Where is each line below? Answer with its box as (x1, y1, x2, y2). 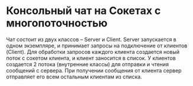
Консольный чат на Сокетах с (6, 4, 161, 18)
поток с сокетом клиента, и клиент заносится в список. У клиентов (6, 54, 176, 61)
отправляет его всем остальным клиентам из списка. (6, 73, 142, 80)
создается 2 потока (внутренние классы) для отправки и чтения (6, 60, 169, 68)
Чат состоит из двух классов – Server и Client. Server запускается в (6, 36, 176, 43)
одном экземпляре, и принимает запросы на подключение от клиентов (6, 42, 188, 49)
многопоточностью (6, 16, 108, 30)
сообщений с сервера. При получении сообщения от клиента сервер (6, 67, 182, 74)
